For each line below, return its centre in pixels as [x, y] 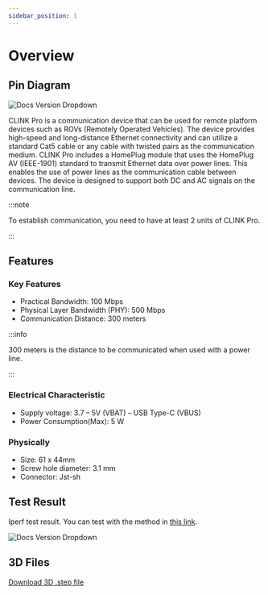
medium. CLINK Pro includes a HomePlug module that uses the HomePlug [131, 155]
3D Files [29, 562]
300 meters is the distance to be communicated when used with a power [130, 350]
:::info [18, 335]
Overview [41, 55]
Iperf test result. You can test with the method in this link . [103, 522]
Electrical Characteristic [57, 395]
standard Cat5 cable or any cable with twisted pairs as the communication [132, 146]
